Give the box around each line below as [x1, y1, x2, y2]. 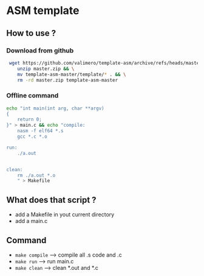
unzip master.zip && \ [17, 65, 75, 72]
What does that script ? [6, 194, 97, 205]
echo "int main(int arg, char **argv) [6, 105, 104, 111]
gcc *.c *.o [17, 133, 47, 140]
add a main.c [15, 218, 48, 225]
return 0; [17, 116, 42, 122]
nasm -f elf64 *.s [17, 128, 64, 134]
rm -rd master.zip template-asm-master [17, 77, 118, 83]
